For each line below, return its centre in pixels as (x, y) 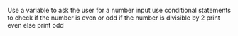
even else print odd (36, 25)
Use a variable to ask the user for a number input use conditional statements (119, 10)
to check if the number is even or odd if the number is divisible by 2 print (114, 18)
